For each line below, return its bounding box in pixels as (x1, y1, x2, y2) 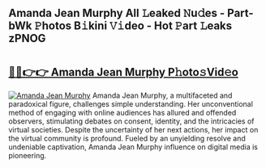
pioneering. (8, 151, 47, 160)
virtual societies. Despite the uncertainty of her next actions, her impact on (8, 125, 259, 134)
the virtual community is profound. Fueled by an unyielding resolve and (8, 133, 246, 143)
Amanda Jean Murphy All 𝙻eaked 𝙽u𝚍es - (8, 6, 225, 20)
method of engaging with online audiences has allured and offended (8, 108, 237, 117)
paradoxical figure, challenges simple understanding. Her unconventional (8, 99, 254, 108)
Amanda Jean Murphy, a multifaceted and (92, 90, 233, 100)
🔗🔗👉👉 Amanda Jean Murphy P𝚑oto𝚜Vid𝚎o (8, 65, 239, 79)
